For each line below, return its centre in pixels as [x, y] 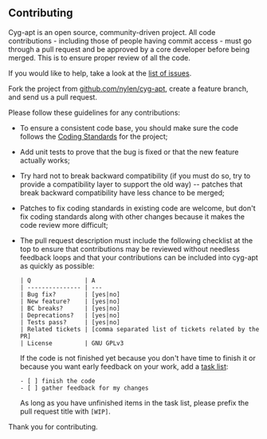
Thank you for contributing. [53, 426]
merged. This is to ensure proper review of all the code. [100, 57]
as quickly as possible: [57, 265]
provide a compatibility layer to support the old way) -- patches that [131, 184]
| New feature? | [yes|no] [70, 301]
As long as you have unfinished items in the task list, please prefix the [134, 402]
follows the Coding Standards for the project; [94, 136]
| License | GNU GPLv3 [72, 343]
